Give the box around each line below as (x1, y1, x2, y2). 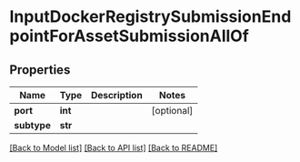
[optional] (151, 105, 194, 116)
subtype (14, 119, 52, 131)
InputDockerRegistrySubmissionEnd (9, 6, 292, 27)
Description (90, 89, 143, 101)
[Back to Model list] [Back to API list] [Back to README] (9, 143, 218, 153)
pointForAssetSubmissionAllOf (9, 25, 250, 46)
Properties (9, 62, 71, 77)
